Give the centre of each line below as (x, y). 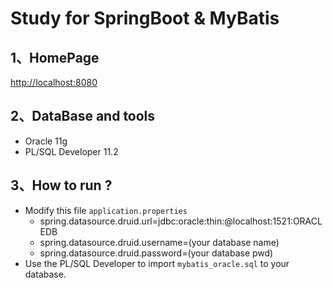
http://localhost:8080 (54, 82)
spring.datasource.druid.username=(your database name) (159, 242)
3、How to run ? (61, 185)
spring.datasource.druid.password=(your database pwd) (156, 253)
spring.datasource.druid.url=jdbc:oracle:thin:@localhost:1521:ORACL (181, 221)
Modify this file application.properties (106, 210)
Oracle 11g (46, 141)
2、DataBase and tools (83, 116)
